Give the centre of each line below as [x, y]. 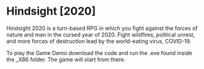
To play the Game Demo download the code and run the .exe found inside [100, 53]
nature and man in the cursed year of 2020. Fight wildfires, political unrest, [100, 34]
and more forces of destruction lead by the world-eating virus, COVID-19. [99, 41]
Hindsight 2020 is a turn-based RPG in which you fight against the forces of [102, 28]
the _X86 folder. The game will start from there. [66, 59]
